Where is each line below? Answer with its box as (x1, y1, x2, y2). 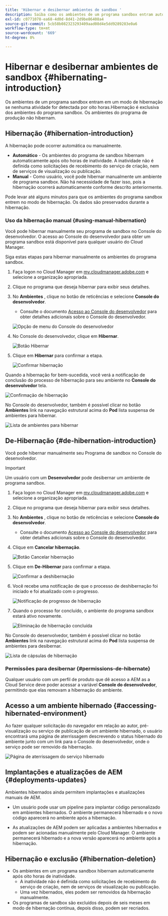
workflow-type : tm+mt (5, 26, 50, 31)
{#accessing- (113, 702, 157, 710)
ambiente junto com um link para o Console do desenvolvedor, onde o (5, 738, 150, 745)
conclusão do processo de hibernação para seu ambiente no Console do (5, 377, 156, 383)
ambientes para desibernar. (5, 643, 62, 649)
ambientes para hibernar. (5, 412, 57, 418)
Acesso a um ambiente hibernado (5, 702, 112, 710)
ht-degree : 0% (5, 35, 35, 40)
